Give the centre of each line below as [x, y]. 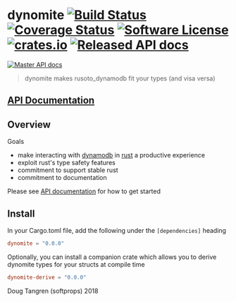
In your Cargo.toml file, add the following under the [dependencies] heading [117, 230]
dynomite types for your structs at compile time [76, 264]
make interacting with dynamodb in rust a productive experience [111, 155]
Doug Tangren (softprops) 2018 [53, 291]
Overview [29, 125]
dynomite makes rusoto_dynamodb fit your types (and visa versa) [120, 78]
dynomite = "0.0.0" [36, 243]
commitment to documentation [62, 178]
